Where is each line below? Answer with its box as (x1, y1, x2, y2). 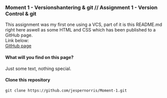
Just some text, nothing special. (5, 65, 71, 71)
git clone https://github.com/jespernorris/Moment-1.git (5, 88, 127, 93)
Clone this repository (5, 77, 50, 83)
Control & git (5, 10, 37, 17)
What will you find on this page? (5, 54, 74, 60)
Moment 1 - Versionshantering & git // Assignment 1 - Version (5, 4, 158, 11)
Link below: (5, 37, 29, 43)
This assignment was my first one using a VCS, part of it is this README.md (5, 21, 162, 27)
